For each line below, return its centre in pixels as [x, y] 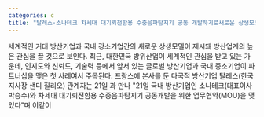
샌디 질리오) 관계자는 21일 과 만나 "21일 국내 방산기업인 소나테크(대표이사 [141, 85]
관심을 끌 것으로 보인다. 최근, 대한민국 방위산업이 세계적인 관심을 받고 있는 [129, 56]
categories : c [31, 15]
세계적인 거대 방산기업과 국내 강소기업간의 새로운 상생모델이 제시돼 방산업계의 [127, 46]
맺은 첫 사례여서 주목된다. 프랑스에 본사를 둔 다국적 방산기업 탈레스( [138, 75]
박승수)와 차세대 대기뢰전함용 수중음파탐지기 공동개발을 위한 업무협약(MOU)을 [127, 95]
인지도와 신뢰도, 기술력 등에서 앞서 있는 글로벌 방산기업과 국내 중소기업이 [136, 66]
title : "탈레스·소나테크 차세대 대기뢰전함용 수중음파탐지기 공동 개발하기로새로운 [122, 23]
